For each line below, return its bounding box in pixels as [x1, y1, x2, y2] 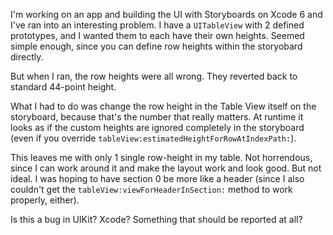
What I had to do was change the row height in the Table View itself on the [10, 100, 317, 112]
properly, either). [10, 194, 80, 206]
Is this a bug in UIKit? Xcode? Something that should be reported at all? [10, 214, 303, 225]
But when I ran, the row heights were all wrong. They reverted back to [10, 70, 298, 82]
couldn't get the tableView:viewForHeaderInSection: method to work [10, 184, 293, 195]
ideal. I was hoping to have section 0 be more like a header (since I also [10, 173, 305, 184]
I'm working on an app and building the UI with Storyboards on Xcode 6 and [10, 9, 323, 20]
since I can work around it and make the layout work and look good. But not [10, 162, 322, 174]
